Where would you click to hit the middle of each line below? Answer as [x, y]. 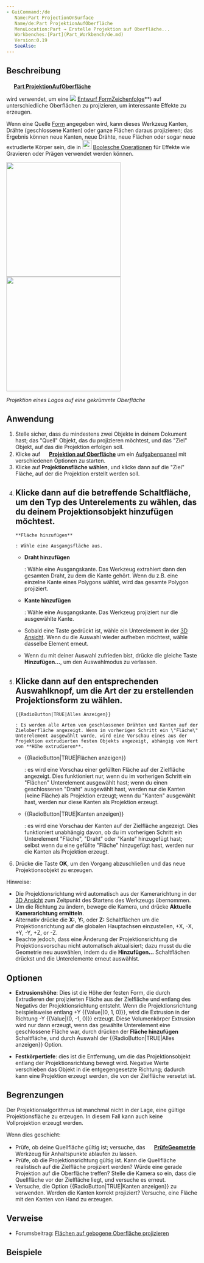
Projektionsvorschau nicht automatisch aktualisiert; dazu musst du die [103, 946]
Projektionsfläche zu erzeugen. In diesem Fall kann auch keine [85, 1116]
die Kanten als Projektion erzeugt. [67, 852]
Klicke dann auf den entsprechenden [87, 681]
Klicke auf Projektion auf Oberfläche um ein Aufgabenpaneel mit [101, 454]
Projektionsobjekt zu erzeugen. [54, 870]
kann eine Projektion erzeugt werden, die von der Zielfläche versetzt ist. [105, 1075]
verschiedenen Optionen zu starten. [60, 460]
